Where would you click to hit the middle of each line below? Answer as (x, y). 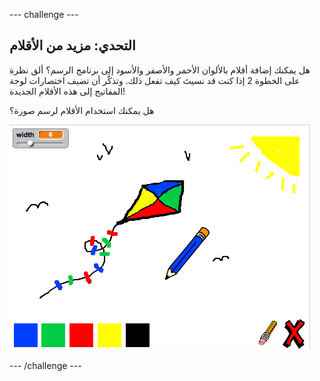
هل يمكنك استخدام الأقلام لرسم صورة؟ (82, 110)
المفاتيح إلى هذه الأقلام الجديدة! (67, 91)
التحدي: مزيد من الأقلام (72, 45)
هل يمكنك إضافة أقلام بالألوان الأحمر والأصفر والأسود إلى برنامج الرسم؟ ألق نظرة (160, 70)
